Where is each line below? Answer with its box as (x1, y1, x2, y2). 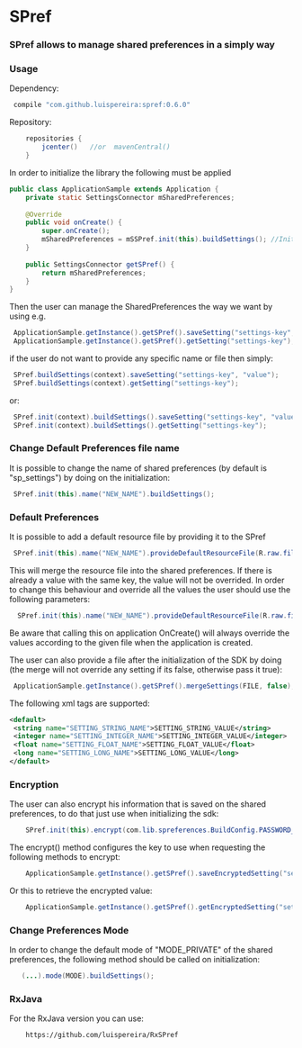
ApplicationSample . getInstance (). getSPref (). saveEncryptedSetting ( (25, 869, 283, 879)
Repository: (9, 117, 52, 128)
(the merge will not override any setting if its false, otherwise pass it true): (9, 664, 283, 674)
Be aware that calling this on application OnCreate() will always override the (9, 628, 290, 638)
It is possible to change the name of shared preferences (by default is (9, 462, 268, 474)
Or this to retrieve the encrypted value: (9, 885, 153, 896)
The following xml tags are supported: (9, 698, 150, 709)
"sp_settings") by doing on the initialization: (9, 472, 171, 483)
